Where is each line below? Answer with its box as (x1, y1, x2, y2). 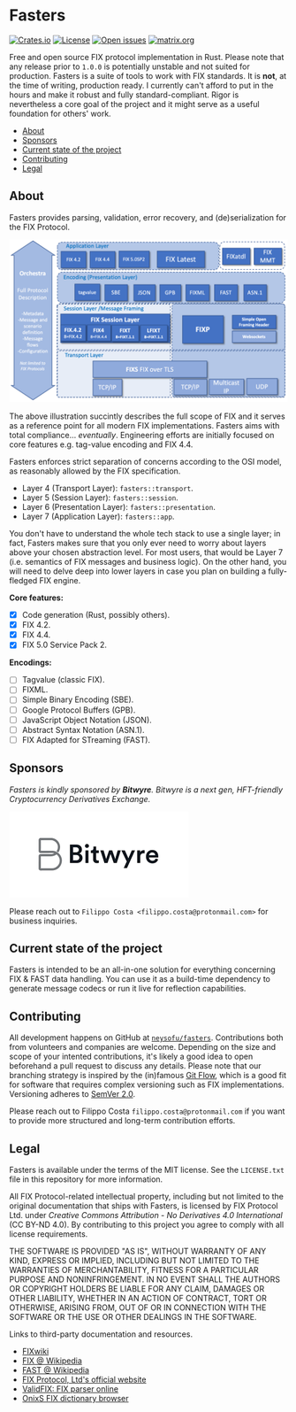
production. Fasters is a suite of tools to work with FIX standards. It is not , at (9, 70, 287, 81)
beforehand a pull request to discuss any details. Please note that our (9, 1061, 262, 1071)
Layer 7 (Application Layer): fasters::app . (21, 511, 175, 522)
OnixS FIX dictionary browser (21, 1393, 130, 1404)
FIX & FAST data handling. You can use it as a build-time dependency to (9, 974, 271, 984)
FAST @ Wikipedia (21, 1365, 90, 1376)
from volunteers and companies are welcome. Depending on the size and (9, 1042, 277, 1053)
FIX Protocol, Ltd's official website (21, 1374, 147, 1385)
